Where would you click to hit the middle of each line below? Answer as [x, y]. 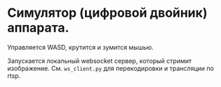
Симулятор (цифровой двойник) [107, 13]
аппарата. [38, 28]
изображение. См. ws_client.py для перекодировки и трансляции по [110, 68]
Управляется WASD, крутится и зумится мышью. [81, 47]
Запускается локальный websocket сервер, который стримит [99, 60]
